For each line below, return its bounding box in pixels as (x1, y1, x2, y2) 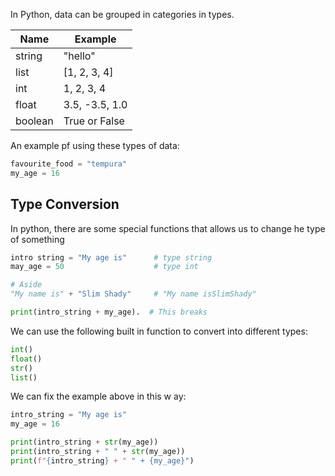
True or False (63, 114, 125, 128)
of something (10, 233, 65, 245)
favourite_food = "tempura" (10, 159, 128, 169)
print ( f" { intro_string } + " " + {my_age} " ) (10, 455, 195, 466)
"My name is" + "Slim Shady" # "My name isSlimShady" (10, 289, 257, 299)
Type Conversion (10, 196, 120, 213)
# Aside (10, 280, 43, 290)
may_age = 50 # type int (10, 262, 199, 272)
